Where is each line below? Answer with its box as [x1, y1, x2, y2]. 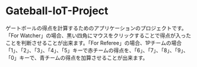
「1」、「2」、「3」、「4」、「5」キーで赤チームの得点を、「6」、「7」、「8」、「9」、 [5, 46, 189, 54]
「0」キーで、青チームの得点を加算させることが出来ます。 [5, 54, 148, 61]
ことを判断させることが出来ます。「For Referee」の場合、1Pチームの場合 [5, 39, 182, 46]
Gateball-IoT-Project [5, 4, 109, 18]
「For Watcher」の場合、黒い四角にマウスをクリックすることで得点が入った [5, 31, 191, 39]
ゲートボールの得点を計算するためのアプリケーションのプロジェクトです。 [5, 24, 188, 31]
